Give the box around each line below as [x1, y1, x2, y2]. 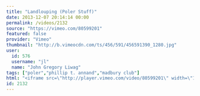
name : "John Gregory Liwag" [11, 64, 82, 70]
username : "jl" [11, 58, 49, 64]
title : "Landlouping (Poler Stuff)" [6, 8, 97, 15]
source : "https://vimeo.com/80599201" [6, 25, 102, 32]
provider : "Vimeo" [6, 36, 52, 42]
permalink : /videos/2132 [6, 20, 68, 26]
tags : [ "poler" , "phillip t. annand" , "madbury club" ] [6, 70, 140, 76]
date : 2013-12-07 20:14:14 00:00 [6, 14, 89, 20]
